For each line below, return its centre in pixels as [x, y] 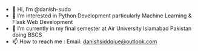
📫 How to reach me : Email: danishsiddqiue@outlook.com [84, 41]
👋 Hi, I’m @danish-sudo [41, 9]
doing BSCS [27, 35]
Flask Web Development [42, 22]
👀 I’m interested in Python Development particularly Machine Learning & [102, 16]
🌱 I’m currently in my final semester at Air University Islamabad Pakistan [102, 28]
